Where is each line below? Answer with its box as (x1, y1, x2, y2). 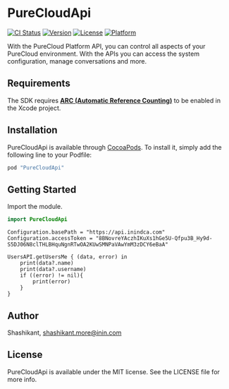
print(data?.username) (20, 266, 87, 273)
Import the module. (7, 203, 63, 211)
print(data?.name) (20, 260, 74, 267)
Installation (7, 124, 58, 136)
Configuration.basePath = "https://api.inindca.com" (7, 229, 166, 236)
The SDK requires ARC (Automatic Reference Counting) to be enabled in (7, 96, 221, 104)
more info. (7, 375, 37, 383)
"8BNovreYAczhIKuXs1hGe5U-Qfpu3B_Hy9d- (95, 235, 213, 242)
